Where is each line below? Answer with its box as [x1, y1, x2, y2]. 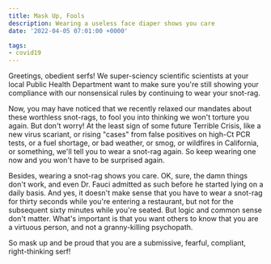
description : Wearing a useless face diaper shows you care [8, 19, 216, 27]
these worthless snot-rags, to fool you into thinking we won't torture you [8, 112, 249, 122]
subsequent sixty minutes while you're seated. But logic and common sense [8, 205, 263, 215]
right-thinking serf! [8, 247, 71, 257]
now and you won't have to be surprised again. [8, 155, 165, 166]
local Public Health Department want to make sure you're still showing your [8, 80, 259, 90]
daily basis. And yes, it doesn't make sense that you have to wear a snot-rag [8, 188, 263, 198]
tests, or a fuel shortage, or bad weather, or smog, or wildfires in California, [8, 138, 259, 148]
